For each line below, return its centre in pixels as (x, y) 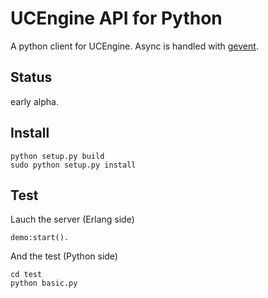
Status (31, 77)
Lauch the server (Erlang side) (72, 219)
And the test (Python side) (64, 256)
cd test (26, 275)
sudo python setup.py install (73, 165)
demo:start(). (40, 238)
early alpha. (34, 101)
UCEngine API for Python (116, 18)
